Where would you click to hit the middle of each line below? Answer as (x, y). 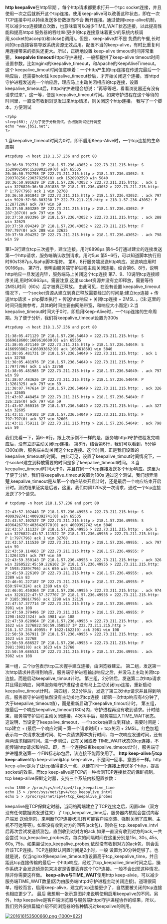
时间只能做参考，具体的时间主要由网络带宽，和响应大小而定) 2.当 (72, 305)
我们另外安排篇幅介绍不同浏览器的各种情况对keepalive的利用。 (70, 906)
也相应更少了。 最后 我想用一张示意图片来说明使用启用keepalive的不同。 (80, 894)
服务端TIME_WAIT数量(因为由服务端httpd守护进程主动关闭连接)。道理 (77, 881)
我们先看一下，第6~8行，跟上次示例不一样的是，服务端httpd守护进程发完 (80, 438)
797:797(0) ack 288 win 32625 (37, 231)
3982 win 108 (19, 656)
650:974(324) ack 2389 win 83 (37, 586)
